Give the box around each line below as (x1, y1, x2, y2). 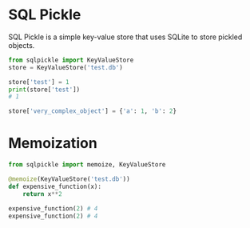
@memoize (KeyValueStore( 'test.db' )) (8, 175, 130, 183)
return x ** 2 (22, 190, 62, 198)
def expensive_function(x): (8, 182, 102, 190)
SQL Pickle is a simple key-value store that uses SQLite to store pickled (8, 32, 243, 42)
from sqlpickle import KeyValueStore (8, 56, 134, 64)
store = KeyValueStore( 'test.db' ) (8, 63, 124, 71)
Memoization (8, 134, 97, 153)
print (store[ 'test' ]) (8, 86, 81, 94)
